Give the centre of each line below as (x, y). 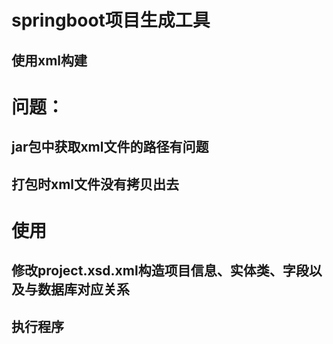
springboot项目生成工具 (111, 20)
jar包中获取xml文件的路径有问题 (110, 147)
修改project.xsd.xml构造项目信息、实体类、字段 (160, 271)
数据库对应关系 (83, 289)
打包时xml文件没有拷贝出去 (95, 184)
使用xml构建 (49, 60)
